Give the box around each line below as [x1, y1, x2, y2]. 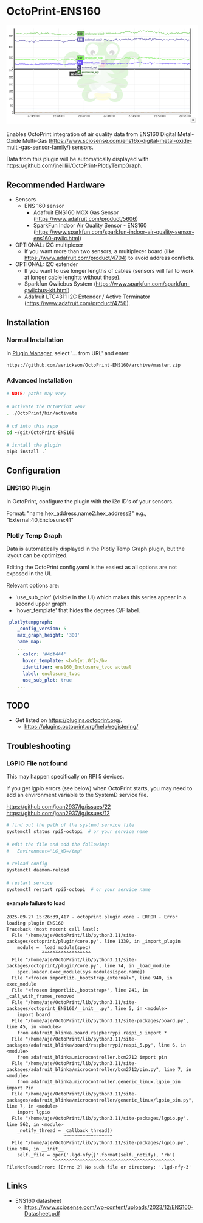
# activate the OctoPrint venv [6, 404, 86, 410]
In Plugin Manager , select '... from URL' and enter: [6, 349, 131, 356]
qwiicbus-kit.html [24, 287, 68, 294]
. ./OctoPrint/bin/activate [6, 410, 78, 416]
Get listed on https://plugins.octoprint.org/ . [15, 716, 123, 724]
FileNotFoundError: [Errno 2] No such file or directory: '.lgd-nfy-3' [6, 1164, 191, 1170]
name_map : [17, 638, 43, 644]
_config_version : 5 [17, 626, 67, 632]
